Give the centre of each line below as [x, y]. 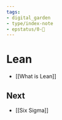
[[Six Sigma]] [32, 110]
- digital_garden [29, 18]
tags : [13, 12]
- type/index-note [30, 23]
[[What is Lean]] [36, 77]
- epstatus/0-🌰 [26, 29]
